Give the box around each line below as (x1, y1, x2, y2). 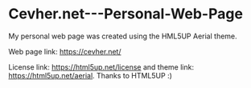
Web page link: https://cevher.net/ (8, 46, 121, 56)
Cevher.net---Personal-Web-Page (8, 5, 244, 23)
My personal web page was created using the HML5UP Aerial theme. (8, 31, 237, 41)
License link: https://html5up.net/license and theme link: (8, 62, 195, 72)
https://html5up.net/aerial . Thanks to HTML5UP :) (8, 70, 173, 80)
